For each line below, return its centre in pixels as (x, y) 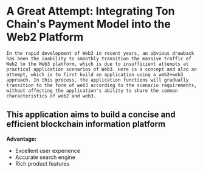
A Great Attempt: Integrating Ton (91, 11)
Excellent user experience (48, 150)
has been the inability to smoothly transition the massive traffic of (99, 58)
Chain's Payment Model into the (89, 24)
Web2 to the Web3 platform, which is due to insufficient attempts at (98, 64)
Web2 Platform (45, 37)
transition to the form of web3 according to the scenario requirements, (102, 85)
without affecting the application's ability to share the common (92, 90)
